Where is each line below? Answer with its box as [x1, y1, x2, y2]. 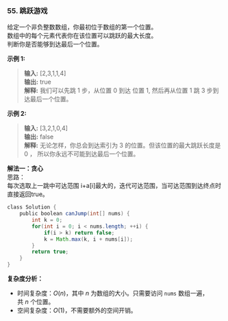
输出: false [23, 132, 54, 141]
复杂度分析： [7, 274, 43, 283]
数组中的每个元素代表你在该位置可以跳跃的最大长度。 [7, 32, 157, 40]
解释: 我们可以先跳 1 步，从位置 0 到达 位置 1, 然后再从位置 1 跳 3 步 [23, 86, 214, 95]
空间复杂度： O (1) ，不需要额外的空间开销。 [16, 307, 137, 315]
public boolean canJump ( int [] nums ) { [19, 211, 130, 217]
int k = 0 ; [31, 217, 63, 224]
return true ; [31, 248, 69, 255]
